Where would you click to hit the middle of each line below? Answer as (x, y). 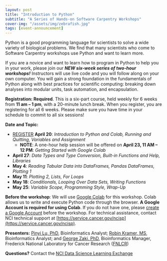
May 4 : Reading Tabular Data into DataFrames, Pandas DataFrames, (83, 166)
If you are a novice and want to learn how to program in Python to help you (82, 63)
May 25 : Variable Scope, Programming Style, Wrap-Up (69, 187)
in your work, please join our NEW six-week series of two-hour (71, 68)
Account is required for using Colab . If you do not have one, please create (82, 208)
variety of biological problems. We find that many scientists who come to (80, 48)
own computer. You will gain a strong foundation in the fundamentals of (79, 79)
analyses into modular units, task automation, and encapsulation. (72, 89)
